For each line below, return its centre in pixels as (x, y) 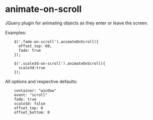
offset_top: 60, (35, 46)
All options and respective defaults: (41, 81)
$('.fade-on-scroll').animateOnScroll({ (56, 42)
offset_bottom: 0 (32, 112)
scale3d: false (30, 104)
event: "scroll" (31, 95)
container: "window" (35, 91)
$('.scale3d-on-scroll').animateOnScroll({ (60, 63)
